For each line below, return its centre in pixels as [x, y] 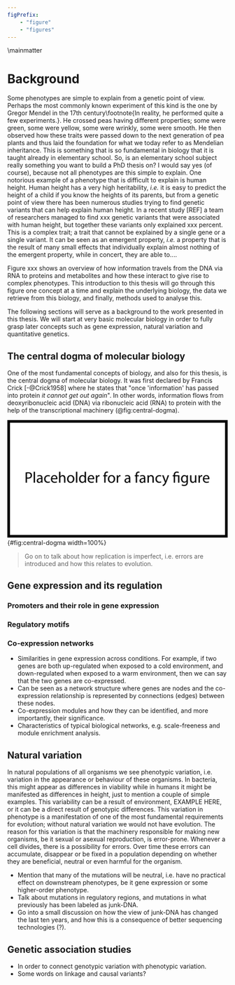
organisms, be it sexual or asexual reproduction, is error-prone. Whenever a [116, 839]
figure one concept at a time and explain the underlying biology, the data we [117, 290]
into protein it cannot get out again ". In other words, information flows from [115, 396]
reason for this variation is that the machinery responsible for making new [114, 832]
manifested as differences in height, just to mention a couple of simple [108, 795]
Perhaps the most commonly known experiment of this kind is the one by [113, 106]
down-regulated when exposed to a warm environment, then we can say [122, 674]
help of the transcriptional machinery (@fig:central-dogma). [93, 410]
